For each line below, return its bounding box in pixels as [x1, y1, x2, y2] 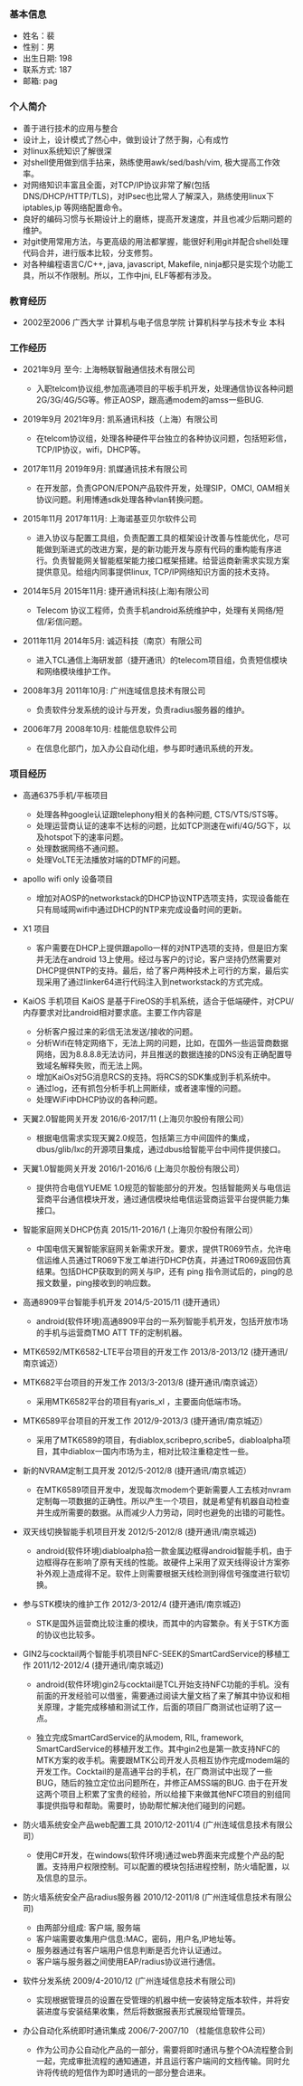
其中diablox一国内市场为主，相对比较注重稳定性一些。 [52, 1446, 254, 1457]
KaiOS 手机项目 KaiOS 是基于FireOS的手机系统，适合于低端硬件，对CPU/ [22, 995, 294, 1006]
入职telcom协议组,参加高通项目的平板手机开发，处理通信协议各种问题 [35, 383, 294, 395]
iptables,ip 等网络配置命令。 [22, 202, 128, 213]
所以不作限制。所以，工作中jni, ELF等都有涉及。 [38, 270, 217, 281]
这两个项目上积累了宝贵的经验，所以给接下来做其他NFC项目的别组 [35, 1789, 283, 1800]
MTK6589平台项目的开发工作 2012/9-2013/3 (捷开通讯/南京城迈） [22, 1415, 268, 1426]
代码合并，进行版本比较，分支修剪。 [22, 247, 158, 258]
